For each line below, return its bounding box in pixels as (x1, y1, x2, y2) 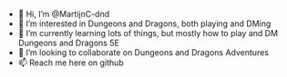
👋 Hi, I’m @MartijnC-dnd (17, 9, 110, 19)
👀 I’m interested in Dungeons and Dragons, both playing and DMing (17, 18, 272, 29)
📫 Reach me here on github (17, 57, 125, 68)
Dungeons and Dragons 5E (17, 37, 120, 48)
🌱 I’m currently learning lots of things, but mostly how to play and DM (17, 28, 279, 38)
